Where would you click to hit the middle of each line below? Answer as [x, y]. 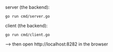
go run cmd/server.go [28, 16]
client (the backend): [26, 25]
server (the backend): [27, 7]
